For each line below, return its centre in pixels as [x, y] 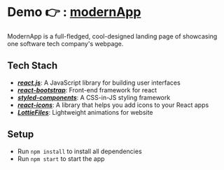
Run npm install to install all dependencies [79, 151]
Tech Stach [33, 66]
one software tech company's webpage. [65, 43]
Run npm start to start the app [61, 158]
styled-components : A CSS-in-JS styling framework [94, 97]
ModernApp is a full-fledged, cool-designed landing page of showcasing [112, 36]
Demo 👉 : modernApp [74, 12]
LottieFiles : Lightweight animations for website [85, 112]
